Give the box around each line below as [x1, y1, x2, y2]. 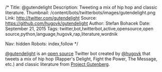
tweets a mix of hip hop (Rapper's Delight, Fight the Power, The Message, [5, 56, 157, 62]
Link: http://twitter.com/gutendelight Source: [5, 15, 97, 21]
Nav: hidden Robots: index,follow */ [5, 41, 79, 47]
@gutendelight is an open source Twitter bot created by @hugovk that [5, 50, 150, 56]
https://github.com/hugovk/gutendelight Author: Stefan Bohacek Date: [5, 20, 150, 26]
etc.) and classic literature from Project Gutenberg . [5, 61, 110, 67]
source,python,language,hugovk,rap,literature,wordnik [5, 31, 118, 37]
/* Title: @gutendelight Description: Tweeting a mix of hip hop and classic [5, 5, 157, 10]
